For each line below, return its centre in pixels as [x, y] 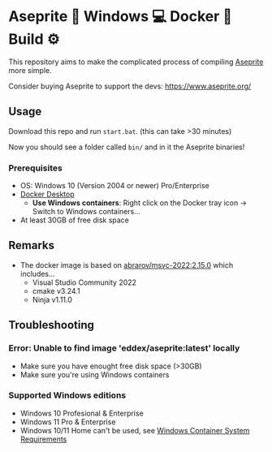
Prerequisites [35, 168]
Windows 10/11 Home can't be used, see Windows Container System [135, 430]
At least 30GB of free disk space [75, 220]
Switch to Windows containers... [86, 212]
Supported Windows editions [67, 395]
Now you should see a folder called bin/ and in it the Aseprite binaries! [127, 147]
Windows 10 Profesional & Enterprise [82, 413]
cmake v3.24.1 [56, 291]
